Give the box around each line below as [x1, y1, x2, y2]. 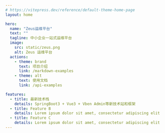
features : [5, 92, 26, 97]
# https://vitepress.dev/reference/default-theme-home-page [5, 7, 136, 13]
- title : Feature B [10, 106, 51, 111]
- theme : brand [14, 59, 47, 64]
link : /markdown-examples [18, 69, 74, 74]
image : [10, 40, 24, 46]
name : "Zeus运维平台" [10, 26, 52, 31]
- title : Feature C [10, 115, 51, 121]
